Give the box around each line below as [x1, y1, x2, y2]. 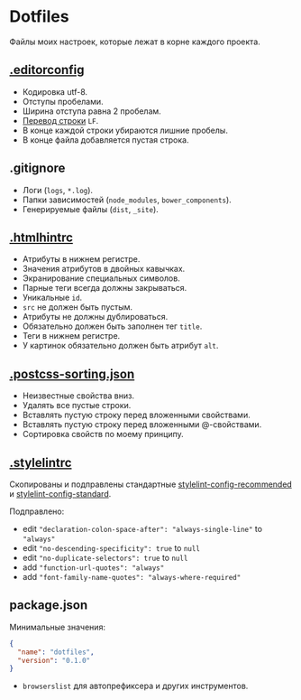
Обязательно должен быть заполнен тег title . [22, 321, 203, 331]
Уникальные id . [22, 292, 83, 303]
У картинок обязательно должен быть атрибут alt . [22, 341, 219, 351]
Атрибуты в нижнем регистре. [22, 254, 141, 265]
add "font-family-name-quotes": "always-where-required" [22, 572, 242, 582]
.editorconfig [9, 62, 85, 78]
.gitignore [9, 161, 66, 176]
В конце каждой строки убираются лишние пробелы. [22, 125, 228, 135]
